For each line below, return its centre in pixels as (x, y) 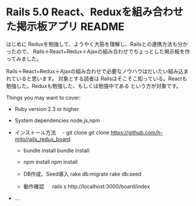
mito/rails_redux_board (42, 139)
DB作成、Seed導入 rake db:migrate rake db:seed (82, 174)
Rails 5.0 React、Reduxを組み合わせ (95, 12)
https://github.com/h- (137, 132)
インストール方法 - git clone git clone (62, 132)
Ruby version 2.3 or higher (47, 109)
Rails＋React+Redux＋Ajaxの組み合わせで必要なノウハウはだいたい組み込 (95, 71)
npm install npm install (50, 161)
